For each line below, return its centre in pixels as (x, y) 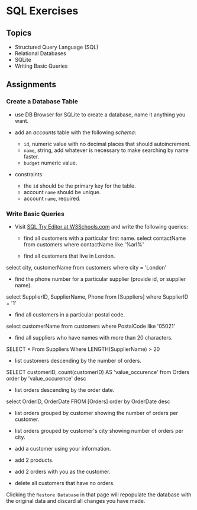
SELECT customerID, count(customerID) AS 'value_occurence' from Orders (98, 372)
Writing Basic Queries (41, 66)
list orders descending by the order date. (64, 389)
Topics (19, 33)
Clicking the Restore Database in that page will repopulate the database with (99, 495)
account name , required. (52, 198)
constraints (28, 174)
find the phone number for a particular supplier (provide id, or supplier (100, 279)
